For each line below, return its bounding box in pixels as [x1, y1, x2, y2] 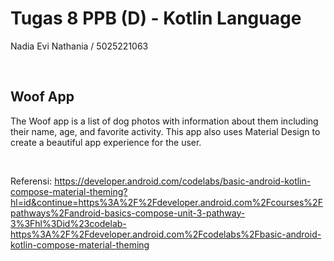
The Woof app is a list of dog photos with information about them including [10, 115, 319, 127]
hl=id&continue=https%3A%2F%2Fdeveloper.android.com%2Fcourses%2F [10, 196, 323, 208]
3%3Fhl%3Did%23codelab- [10, 217, 127, 229]
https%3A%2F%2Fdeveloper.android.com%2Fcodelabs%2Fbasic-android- [10, 228, 322, 240]
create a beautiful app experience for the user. [10, 136, 202, 148]
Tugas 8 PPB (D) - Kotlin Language [10, 7, 302, 30]
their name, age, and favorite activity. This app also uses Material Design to [10, 125, 321, 137]
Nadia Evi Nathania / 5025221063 [10, 40, 149, 52]
